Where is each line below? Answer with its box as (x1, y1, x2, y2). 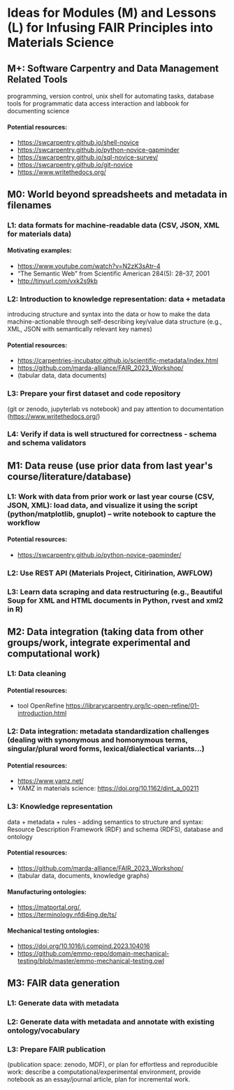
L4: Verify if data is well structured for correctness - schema (7, 429, 217, 439)
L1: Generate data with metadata (7, 998, 119, 1007)
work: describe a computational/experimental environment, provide (7, 1068, 201, 1076)
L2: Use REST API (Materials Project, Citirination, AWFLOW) (7, 568, 213, 578)
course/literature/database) (7, 471, 131, 482)
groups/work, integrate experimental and (7, 637, 191, 649)
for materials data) (7, 229, 72, 238)
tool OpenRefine (17, 701, 65, 710)
